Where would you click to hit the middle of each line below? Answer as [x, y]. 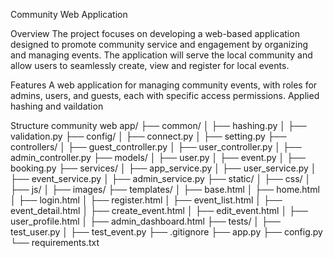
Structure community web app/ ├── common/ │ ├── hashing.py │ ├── [158, 125]
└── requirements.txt [55, 242]
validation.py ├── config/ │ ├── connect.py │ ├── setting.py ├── [148, 136]
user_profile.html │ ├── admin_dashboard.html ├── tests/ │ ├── [145, 221]
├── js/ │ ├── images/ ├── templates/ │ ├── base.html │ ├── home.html [165, 189]
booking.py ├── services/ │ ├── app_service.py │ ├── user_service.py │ [163, 168]
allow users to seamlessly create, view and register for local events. [150, 65]
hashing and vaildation [57, 106]
